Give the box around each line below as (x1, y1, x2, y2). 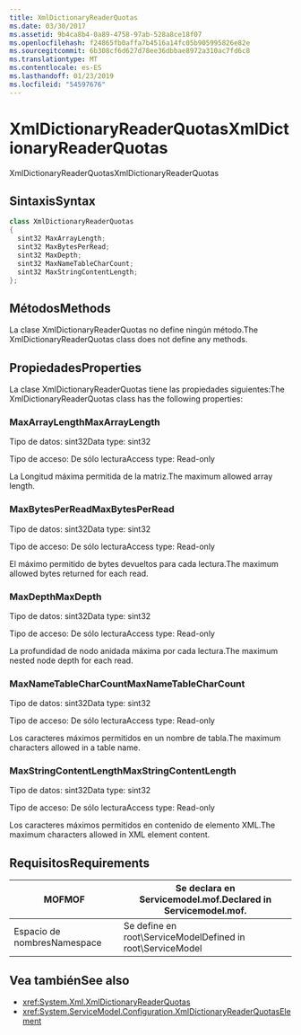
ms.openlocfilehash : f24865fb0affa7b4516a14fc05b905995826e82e (9, 38, 251, 48)
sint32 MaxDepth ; (17, 251, 82, 260)
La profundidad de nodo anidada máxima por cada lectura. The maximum (9, 645, 279, 656)
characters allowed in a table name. (9, 742, 141, 753)
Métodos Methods (9, 300, 112, 315)
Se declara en (175, 882, 236, 895)
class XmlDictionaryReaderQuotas (9, 217, 134, 226)
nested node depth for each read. (9, 655, 133, 666)
